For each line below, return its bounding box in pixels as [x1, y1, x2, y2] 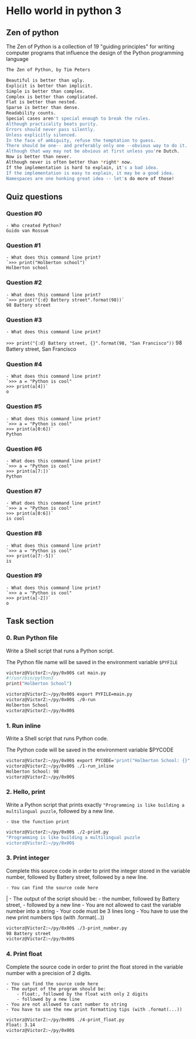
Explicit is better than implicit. [6, 83, 93, 89]
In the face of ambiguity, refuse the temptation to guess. [6, 137, 157, 143]
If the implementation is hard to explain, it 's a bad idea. [6, 164, 159, 171]
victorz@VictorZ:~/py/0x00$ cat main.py [6, 670, 107, 676]
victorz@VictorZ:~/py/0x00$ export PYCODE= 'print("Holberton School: [6, 757, 180, 763]
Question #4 [6, 360, 42, 368]
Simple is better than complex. [6, 88, 85, 94]
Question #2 [6, 279, 42, 287]
